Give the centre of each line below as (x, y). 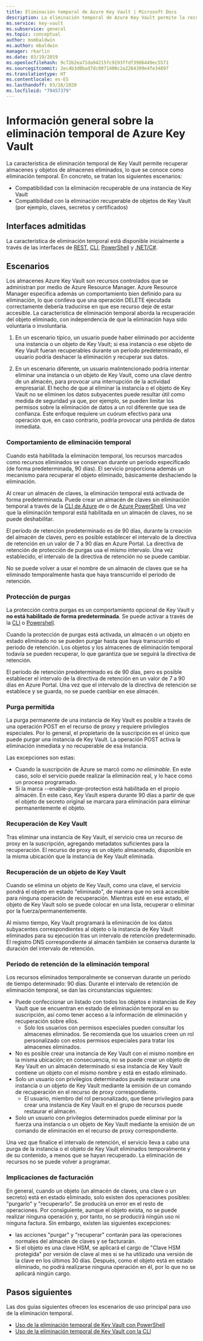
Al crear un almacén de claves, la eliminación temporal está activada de (95, 493)
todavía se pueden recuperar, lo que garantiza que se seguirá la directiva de (101, 654)
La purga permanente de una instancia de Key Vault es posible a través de (99, 720)
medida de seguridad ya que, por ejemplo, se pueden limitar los (94, 401)
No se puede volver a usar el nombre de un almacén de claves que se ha (97, 568)
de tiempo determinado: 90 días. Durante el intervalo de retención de (92, 984)
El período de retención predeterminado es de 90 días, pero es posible (94, 672)
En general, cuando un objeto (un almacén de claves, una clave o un (91, 1191)
